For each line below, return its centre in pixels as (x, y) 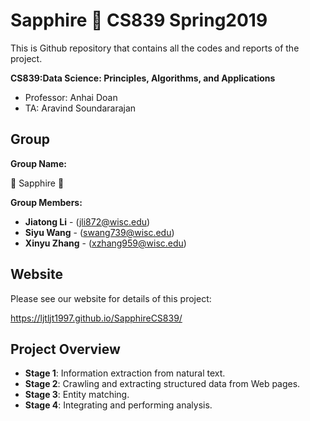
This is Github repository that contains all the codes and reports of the (155, 48)
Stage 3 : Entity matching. (77, 395)
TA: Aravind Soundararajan (80, 108)
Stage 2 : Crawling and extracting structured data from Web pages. (162, 384)
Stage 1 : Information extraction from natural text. (125, 373)
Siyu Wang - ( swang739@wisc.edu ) (99, 232)
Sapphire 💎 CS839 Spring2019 (139, 20)
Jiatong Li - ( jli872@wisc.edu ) (87, 221)
